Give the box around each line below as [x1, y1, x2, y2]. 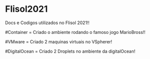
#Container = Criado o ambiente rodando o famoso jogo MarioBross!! [5, 29, 146, 35]
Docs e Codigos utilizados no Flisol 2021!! [5, 20, 90, 26]
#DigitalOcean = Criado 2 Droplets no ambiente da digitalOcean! [5, 48, 136, 54]
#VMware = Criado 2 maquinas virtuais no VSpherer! [5, 38, 112, 45]
